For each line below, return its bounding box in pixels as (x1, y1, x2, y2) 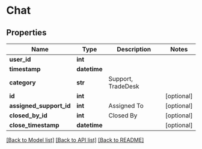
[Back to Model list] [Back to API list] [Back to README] (6, 136, 144, 144)
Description (117, 45, 151, 53)
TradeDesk (108, 82, 139, 90)
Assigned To (108, 102, 144, 110)
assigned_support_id (9, 102, 71, 110)
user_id (9, 55, 31, 63)
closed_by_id (9, 111, 48, 120)
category (9, 78, 36, 87)
